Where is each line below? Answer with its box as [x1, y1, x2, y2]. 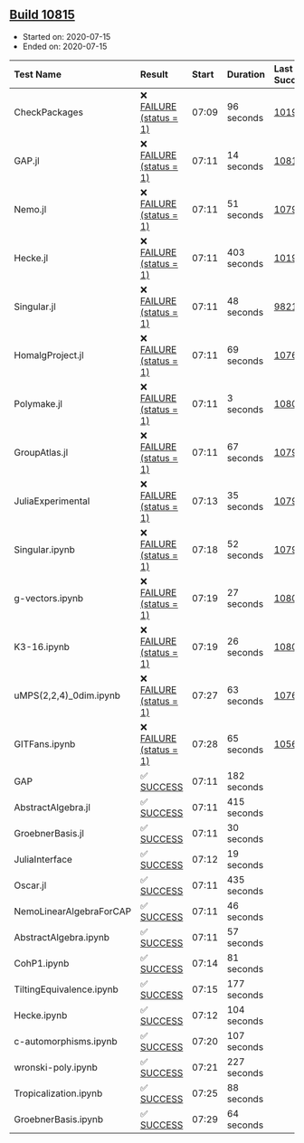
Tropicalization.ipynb [14, 1087, 103, 1100]
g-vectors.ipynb [14, 591, 84, 604]
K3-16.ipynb [14, 640, 71, 653]
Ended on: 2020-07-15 [22, 41, 108, 52]
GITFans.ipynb [14, 737, 76, 750]
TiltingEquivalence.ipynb [14, 983, 119, 996]
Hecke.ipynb [14, 1008, 68, 1021]
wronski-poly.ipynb [14, 1061, 98, 1073]
